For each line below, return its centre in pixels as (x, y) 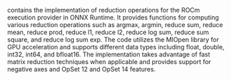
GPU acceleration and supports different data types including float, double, (116, 47)
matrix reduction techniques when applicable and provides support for (109, 62)
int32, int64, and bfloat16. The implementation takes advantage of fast (109, 54)
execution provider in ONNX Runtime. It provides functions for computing (113, 17)
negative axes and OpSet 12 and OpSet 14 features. (81, 69)
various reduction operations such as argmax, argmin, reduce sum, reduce (115, 25)
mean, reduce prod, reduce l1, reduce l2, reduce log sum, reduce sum (108, 32)
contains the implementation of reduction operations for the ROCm (104, 10)
